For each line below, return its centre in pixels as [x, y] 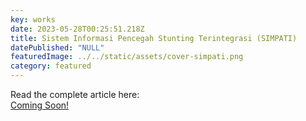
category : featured [51, 66]
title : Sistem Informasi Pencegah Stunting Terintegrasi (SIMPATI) [154, 38]
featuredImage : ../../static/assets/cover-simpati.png [127, 57]
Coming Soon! [40, 105]
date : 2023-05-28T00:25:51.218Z [77, 29]
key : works [33, 19]
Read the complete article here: [75, 94]
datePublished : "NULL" [57, 47]
